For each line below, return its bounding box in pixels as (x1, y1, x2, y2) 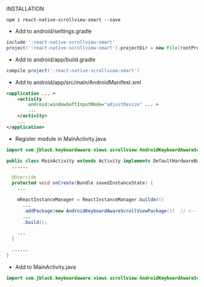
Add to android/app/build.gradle (15, 56, 96, 63)
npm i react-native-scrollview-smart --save (6, 17, 121, 23)
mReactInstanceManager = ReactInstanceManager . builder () (17, 197, 165, 203)
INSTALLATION (6, 5, 44, 12)
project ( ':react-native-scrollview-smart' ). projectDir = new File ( (6, 45, 181, 51)
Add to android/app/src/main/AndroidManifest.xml (15, 78, 141, 86)
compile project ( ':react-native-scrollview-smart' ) (6, 67, 140, 73)
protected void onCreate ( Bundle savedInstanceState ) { (12, 180, 154, 186)
